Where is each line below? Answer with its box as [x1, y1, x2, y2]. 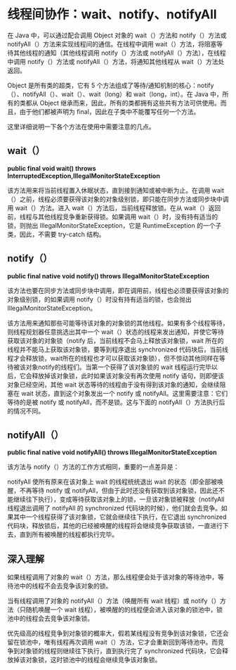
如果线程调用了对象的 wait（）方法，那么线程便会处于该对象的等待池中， [7, 573, 218, 581]
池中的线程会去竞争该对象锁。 [7, 614, 93, 623]
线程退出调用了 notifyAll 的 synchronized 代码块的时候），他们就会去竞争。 [7, 504, 222, 513]
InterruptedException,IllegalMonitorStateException [7, 172, 160, 180]
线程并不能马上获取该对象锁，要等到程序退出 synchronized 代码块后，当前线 [7, 345, 229, 354]
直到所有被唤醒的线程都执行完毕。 [19, 530, 118, 539]
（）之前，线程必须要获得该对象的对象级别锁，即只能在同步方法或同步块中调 [7, 195, 229, 203]
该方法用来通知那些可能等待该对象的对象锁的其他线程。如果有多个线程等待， [7, 318, 229, 327]
